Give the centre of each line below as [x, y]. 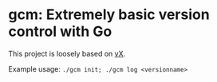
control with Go [60, 31]
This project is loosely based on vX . [67, 53]
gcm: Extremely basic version [109, 15]
